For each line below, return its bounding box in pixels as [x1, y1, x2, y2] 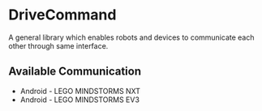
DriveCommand [8, 6, 117, 24]
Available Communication [8, 65, 142, 79]
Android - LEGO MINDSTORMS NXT [19, 86, 140, 96]
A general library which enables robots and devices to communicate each [8, 32, 255, 42]
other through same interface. [8, 41, 109, 50]
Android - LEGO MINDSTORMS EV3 [19, 95, 140, 105]
